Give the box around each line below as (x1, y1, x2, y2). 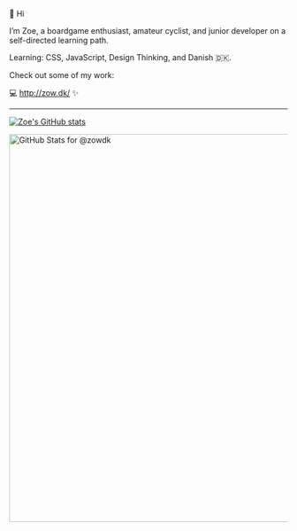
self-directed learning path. (9, 35, 109, 45)
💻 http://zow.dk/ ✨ (9, 88, 80, 98)
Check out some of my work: (9, 70, 115, 80)
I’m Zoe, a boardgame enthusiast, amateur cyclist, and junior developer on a (9, 26, 286, 35)
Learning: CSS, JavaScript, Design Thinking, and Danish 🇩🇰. (9, 52, 232, 62)
